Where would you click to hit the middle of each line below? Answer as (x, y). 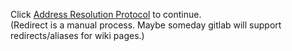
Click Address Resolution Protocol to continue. (106, 14)
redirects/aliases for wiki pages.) (77, 35)
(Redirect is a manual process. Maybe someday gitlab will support (146, 25)
